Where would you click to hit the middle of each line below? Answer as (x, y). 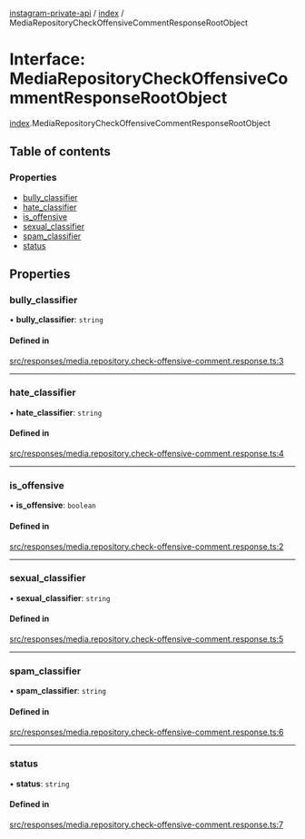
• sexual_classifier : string (60, 597)
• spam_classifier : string (58, 691)
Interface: (48, 59)
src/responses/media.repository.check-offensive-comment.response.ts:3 (147, 360)
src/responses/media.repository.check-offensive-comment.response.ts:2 (147, 546)
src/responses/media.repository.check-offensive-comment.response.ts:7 (147, 824)
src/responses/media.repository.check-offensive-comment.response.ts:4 (147, 454)
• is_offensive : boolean (53, 505)
